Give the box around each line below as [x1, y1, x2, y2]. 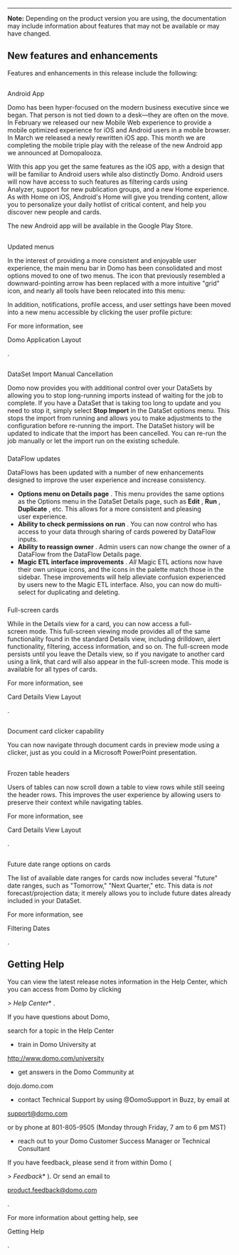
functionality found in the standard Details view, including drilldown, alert [7, 635, 221, 643]
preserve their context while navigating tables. [7, 798, 144, 806]
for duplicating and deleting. [37, 588, 120, 596]
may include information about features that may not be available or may [7, 22, 220, 30]
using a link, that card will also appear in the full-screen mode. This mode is [7, 657, 229, 666]
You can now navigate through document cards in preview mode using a [7, 741, 220, 749]
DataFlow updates [7, 454, 60, 463]
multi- [205, 580, 223, 588]
